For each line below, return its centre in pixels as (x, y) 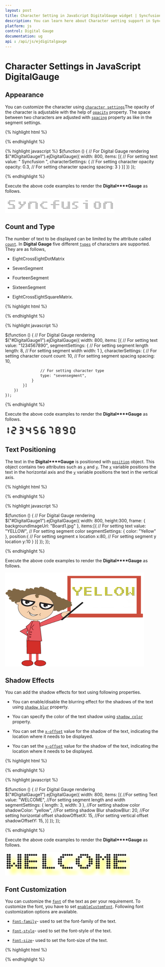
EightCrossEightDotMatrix (38, 259)
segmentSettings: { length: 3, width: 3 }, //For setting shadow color (73, 805)
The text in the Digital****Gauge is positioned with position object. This (80, 461)
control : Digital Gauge (29, 31)
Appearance (25, 95)
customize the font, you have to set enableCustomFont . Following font (74, 907)
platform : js (18, 26)
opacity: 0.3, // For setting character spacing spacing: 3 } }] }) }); (70, 167)
